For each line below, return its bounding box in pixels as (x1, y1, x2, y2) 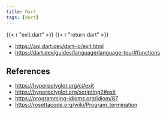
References (6, 66, 50, 76)
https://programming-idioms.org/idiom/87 (14, 95, 119, 102)
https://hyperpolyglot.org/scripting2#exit (14, 88, 116, 96)
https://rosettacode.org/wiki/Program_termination (14, 101, 138, 109)
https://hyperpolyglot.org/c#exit (14, 82, 94, 89)
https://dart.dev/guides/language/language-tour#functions (14, 49, 161, 56)
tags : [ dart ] (6, 14, 39, 20)
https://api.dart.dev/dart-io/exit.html (14, 43, 104, 50)
